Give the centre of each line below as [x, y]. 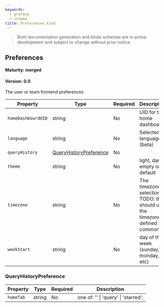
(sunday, [150, 249]
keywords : [15, 10]
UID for [148, 112]
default [148, 173]
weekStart [19, 250]
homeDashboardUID [28, 118]
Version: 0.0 [18, 81]
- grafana [19, 14]
